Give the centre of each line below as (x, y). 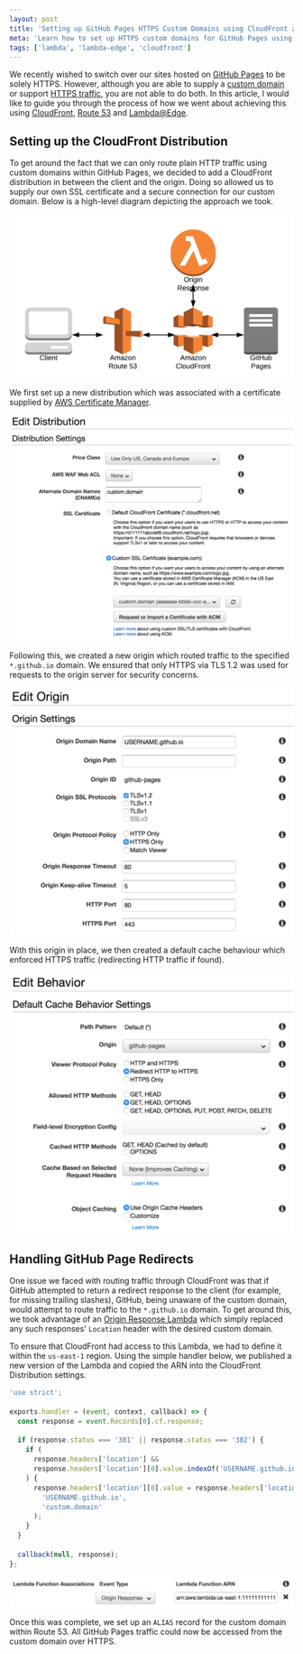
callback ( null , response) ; (68, 1554)
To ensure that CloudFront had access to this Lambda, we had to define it (146, 1346)
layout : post (34, 19)
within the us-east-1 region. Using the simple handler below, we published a (151, 1356)
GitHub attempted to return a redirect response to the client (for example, (145, 1290)
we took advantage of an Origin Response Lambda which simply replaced (147, 1319)
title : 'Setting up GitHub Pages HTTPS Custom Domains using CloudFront (149, 28)
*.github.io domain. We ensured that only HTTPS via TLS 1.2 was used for (149, 664)
